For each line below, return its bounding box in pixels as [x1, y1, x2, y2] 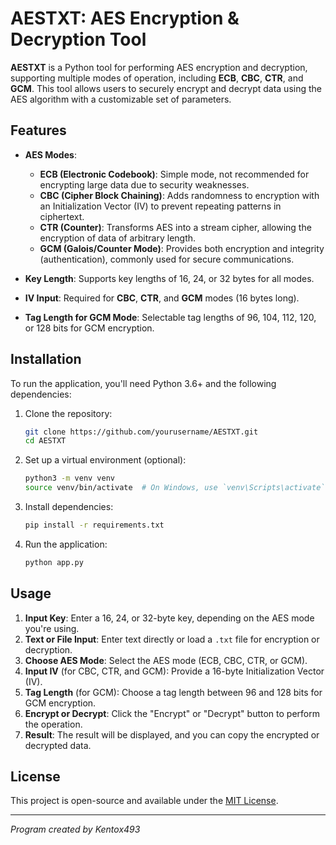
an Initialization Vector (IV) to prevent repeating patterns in [39, 200, 282, 212]
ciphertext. [39, 210, 85, 222]
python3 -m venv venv [24, 473, 116, 484]
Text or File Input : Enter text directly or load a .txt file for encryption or [24, 633, 320, 645]
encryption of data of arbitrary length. [39, 232, 197, 244]
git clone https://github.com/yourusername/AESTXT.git [24, 427, 259, 437]
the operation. [24, 718, 83, 730]
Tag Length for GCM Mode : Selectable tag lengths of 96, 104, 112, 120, [24, 311, 317, 323]
